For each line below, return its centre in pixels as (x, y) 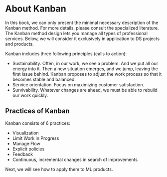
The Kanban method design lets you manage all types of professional (77, 33)
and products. (19, 44)
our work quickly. (30, 95)
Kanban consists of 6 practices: (38, 123)
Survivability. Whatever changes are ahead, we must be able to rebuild (85, 90)
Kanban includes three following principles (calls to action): (66, 54)
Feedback (23, 154)
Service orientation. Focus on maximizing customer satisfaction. (78, 84)
